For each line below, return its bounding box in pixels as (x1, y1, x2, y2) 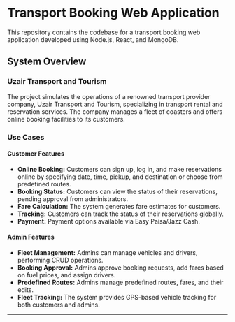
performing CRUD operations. (17, 256, 104, 264)
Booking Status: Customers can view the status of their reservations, (17, 187, 218, 196)
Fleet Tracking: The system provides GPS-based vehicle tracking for (17, 293, 217, 301)
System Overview (7, 56, 87, 68)
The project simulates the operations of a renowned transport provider (7, 92, 211, 101)
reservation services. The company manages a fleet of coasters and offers (7, 107, 223, 116)
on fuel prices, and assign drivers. (17, 270, 116, 279)
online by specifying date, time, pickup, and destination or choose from (17, 173, 223, 181)
